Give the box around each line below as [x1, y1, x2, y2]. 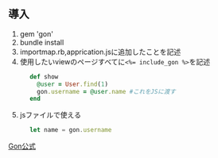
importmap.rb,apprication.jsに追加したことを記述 [19, 47, 181, 56]
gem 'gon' [19, 29, 54, 38]
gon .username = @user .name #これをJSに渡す [37, 87, 177, 95]
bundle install [19, 37, 64, 47]
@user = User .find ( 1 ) [37, 80, 109, 88]
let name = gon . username [29, 126, 112, 134]
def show [29, 72, 59, 81]
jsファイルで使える [19, 110, 82, 120]
